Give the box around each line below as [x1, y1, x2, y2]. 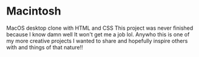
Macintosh [6, 4, 62, 18]
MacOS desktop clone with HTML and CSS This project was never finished [6, 24, 194, 32]
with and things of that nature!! [6, 44, 83, 51]
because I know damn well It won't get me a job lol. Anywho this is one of [6, 30, 190, 38]
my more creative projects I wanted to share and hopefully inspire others [6, 37, 188, 44]
